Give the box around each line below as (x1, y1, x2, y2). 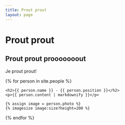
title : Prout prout (5, 7, 47, 13)
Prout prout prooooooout (5, 55, 86, 63)
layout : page (5, 12, 33, 17)
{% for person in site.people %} (5, 78, 72, 84)
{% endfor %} (5, 114, 35, 120)
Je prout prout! (5, 68, 37, 74)
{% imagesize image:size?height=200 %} (5, 106, 90, 111)
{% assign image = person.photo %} (5, 101, 81, 106)
